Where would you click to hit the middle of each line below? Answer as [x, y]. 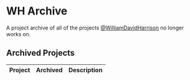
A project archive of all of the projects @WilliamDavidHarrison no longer [95, 28]
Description [86, 70]
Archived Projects [40, 53]
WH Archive [37, 11]
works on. [19, 34]
